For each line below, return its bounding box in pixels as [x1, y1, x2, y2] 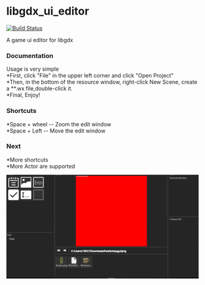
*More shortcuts [6, 156, 49, 163]
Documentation [6, 51, 54, 60]
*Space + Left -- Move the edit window [6, 127, 106, 134]
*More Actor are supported [6, 162, 75, 170]
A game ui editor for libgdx [6, 36, 73, 43]
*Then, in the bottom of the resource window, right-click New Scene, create [6, 78, 198, 86]
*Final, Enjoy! [6, 92, 41, 99]
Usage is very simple [6, 65, 59, 73]
